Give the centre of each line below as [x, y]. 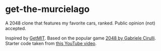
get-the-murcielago [47, 9]
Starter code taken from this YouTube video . [51, 43]
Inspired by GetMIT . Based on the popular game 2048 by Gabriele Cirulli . [80, 38]
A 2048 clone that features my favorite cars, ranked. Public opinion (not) [80, 23]
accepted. [16, 28]
